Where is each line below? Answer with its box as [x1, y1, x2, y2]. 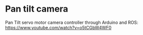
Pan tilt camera [5, 3, 68, 15]
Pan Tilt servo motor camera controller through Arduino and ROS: [5, 19, 139, 25]
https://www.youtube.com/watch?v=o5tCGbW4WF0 [5, 24, 112, 30]
